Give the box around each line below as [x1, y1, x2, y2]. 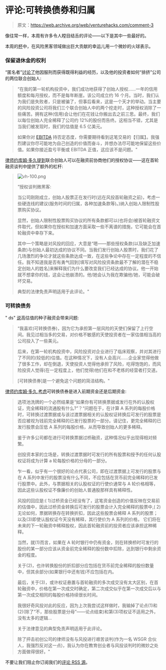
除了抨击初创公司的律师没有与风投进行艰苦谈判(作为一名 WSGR [17, 636, 147, 642]
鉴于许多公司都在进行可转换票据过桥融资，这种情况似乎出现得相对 [17, 434, 153, 440]
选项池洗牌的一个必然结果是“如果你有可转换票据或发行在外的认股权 [17, 399, 155, 405]
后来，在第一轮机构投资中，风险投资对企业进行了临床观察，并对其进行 [17, 348, 162, 354]
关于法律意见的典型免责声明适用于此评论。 [17, 625, 105, 632]
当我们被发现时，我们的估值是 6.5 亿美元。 [17, 123, 105, 130]
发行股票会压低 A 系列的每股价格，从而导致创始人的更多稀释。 [17, 424, 145, 430]
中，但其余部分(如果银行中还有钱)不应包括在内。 [17, 569, 117, 575]
